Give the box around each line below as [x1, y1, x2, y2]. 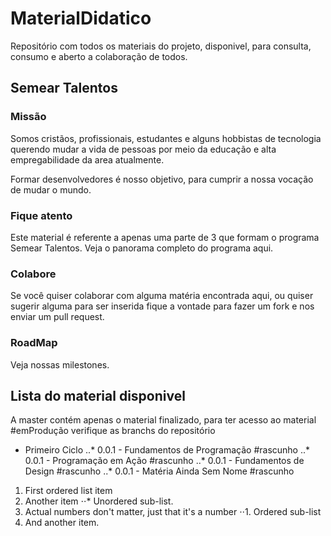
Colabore [10, 267, 57, 281]
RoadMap [10, 336, 58, 350]
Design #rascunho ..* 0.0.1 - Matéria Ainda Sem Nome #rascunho [24, 465, 295, 477]
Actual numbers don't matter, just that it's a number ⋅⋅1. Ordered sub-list [24, 506, 322, 518]
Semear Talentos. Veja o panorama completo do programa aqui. [10, 242, 274, 254]
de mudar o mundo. [10, 183, 92, 196]
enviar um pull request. [10, 311, 105, 323]
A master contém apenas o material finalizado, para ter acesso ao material [10, 414, 317, 426]
